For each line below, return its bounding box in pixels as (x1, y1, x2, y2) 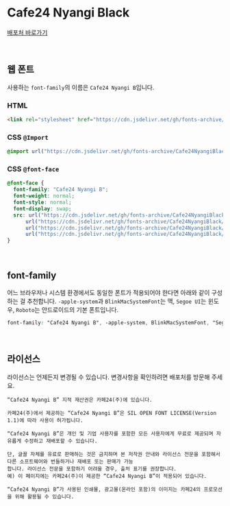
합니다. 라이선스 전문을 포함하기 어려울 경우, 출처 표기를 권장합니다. (7, 465, 177, 472)
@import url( (7, 148, 44, 155)
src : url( (13, 211, 41, 219)
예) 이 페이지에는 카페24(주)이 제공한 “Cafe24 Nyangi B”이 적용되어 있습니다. (7, 472, 207, 479)
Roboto (16, 306, 35, 313)
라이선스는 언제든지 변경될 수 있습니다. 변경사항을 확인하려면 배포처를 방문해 (7, 372, 210, 381)
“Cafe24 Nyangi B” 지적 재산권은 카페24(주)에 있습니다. (7, 396, 153, 403)
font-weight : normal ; (13, 193, 75, 200)
